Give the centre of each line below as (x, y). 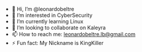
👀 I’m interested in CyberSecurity (52, 15)
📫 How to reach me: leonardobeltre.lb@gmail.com (74, 34)
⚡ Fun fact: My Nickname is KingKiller (57, 43)
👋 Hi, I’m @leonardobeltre (43, 9)
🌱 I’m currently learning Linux (48, 21)
